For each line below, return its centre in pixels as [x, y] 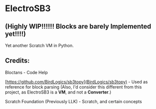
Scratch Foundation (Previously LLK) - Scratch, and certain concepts [74, 101]
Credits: [17, 61]
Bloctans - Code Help [27, 72]
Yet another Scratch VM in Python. [39, 46]
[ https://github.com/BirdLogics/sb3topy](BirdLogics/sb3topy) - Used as [77, 82]
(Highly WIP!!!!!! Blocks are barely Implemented [78, 26]
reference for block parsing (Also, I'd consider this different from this [73, 87]
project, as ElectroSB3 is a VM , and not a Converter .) [58, 92]
